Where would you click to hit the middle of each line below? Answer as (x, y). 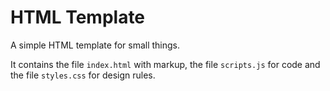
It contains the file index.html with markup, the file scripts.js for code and (165, 64)
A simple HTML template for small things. (95, 45)
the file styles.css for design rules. (83, 75)
